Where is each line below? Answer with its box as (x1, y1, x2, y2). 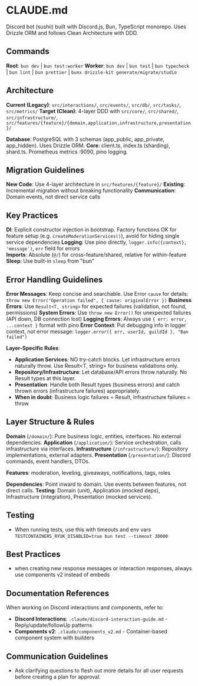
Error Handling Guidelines (6, 275, 103, 285)
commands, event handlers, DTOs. (6, 458, 90, 465)
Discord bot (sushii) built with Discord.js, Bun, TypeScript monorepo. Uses (6, 23, 187, 30)
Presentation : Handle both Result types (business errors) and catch (14, 381, 180, 388)
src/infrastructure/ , (6, 113, 58, 121)
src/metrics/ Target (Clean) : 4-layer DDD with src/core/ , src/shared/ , (6, 107, 179, 115)
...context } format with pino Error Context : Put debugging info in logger (6, 322, 187, 328)
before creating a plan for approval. (14, 674, 101, 681)
